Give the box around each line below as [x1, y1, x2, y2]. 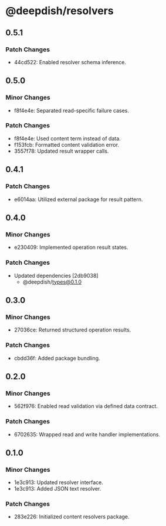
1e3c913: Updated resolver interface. [13, 479, 104, 486]
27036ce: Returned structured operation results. [13, 326, 131, 334]
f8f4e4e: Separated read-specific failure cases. [13, 107, 130, 114]
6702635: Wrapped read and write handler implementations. [13, 430, 161, 438]
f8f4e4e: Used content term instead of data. [13, 134, 121, 142]
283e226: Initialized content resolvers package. [13, 513, 130, 520]
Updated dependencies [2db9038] [13, 272, 99, 279]
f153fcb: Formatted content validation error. [13, 141, 120, 148]
